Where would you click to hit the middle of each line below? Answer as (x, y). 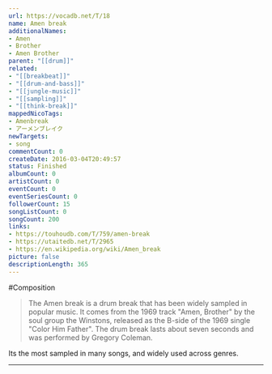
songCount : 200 (34, 219)
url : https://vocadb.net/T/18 (59, 16)
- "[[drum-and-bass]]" (47, 83)
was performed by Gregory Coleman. (90, 338)
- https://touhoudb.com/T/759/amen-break (79, 234)
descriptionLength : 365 (49, 264)
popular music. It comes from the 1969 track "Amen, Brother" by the (141, 312)
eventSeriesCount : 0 (43, 196)
